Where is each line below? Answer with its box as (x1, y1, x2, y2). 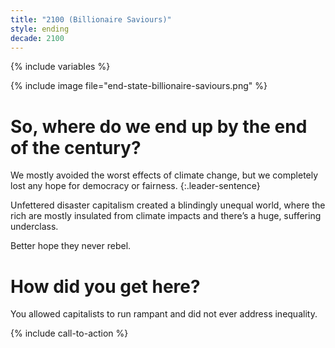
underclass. (10, 221, 59, 233)
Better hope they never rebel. (10, 240, 132, 252)
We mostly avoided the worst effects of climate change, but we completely (10, 169, 319, 181)
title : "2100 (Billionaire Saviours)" (10, 14, 172, 25)
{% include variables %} (10, 61, 111, 73)
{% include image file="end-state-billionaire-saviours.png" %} (10, 80, 268, 92)
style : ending (10, 24, 70, 34)
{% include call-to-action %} (10, 327, 129, 340)
